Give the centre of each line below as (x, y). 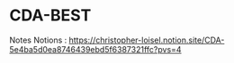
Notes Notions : (38, 40)
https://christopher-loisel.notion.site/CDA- (147, 40)
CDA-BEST (50, 16)
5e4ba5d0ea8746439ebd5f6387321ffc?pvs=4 (95, 49)
